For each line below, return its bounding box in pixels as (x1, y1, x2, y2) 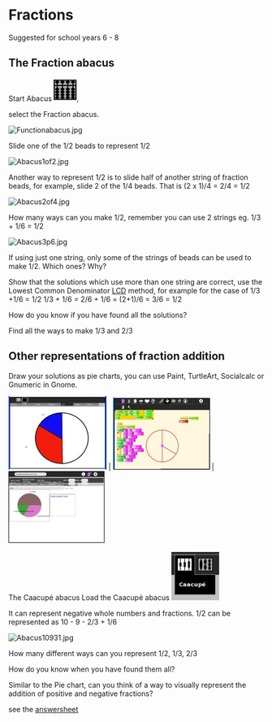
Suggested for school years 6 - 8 (8, 33, 119, 42)
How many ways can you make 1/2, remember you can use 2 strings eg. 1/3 (8, 212, 261, 222)
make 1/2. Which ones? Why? (8, 261, 107, 271)
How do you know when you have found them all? (8, 664, 175, 674)
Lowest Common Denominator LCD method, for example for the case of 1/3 (8, 285, 261, 295)
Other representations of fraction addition (8, 350, 226, 363)
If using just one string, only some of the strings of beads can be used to (8, 252, 252, 262)
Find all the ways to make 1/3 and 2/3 (8, 325, 133, 335)
